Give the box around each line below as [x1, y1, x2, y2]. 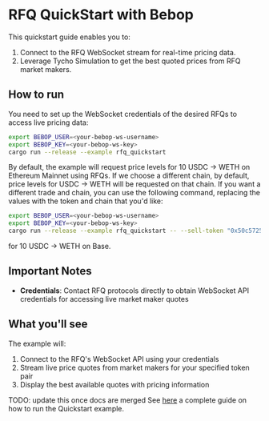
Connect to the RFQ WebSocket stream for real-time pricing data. [19, 47, 236, 57]
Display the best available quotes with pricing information [19, 379, 210, 389]
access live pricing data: [8, 118, 89, 127]
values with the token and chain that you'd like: [8, 196, 163, 206]
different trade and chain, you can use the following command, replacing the [8, 188, 261, 198]
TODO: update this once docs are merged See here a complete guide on [8, 395, 247, 405]
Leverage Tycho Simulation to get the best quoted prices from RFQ [19, 56, 241, 66]
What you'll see [8, 318, 88, 331]
